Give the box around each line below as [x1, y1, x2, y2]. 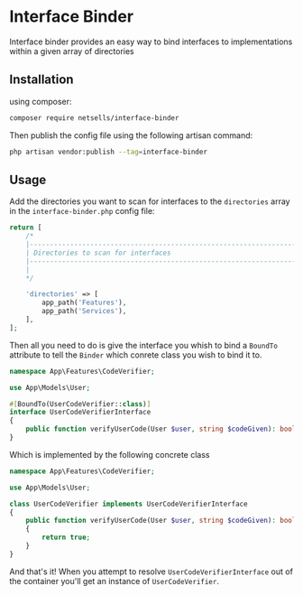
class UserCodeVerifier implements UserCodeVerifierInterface [9, 499, 248, 508]
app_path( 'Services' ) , [41, 307, 127, 316]
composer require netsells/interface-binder [9, 113, 179, 123]
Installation [9, 72, 74, 88]
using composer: [9, 96, 72, 107]
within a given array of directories [9, 45, 134, 56]
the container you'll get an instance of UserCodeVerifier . [9, 575, 219, 586]
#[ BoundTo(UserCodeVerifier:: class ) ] [9, 399, 151, 408]
